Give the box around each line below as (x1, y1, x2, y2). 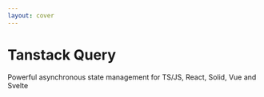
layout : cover (7, 11, 55, 20)
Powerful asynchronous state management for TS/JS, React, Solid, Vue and (7, 72, 257, 82)
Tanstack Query (7, 45, 117, 64)
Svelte (7, 80, 29, 90)
